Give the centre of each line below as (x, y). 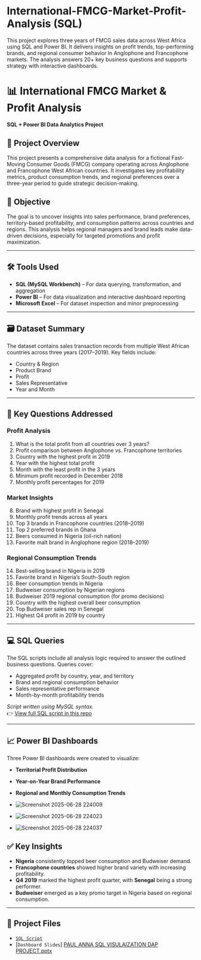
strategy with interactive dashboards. (52, 66)
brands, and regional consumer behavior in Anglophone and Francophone (98, 53)
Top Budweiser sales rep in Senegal (59, 609)
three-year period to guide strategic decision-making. (73, 183)
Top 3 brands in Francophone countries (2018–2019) (80, 523)
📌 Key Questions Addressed (60, 414)
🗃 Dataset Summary (46, 328)
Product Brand (33, 370)
